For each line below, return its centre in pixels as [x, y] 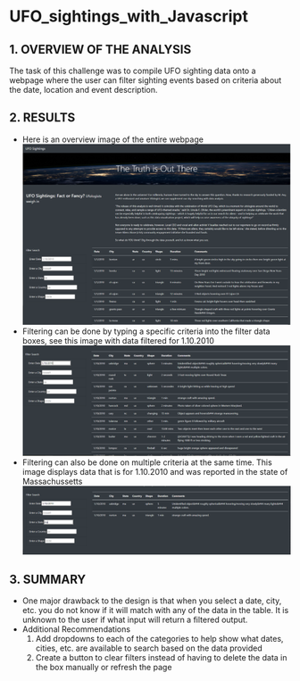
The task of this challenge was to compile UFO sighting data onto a [133, 71]
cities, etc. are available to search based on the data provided [149, 648]
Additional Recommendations [76, 629]
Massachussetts [52, 481]
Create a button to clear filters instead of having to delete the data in [161, 658]
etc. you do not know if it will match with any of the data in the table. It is [155, 610]
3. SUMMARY [48, 579]
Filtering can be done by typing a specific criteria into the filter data [146, 331]
